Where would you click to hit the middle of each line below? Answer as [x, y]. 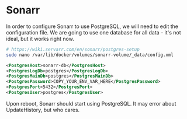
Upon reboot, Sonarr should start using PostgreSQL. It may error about [91, 103]
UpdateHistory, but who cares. [43, 110]
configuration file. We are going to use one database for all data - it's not [93, 32]
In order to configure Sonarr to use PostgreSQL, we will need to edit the [92, 26]
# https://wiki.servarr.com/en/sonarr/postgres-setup [73, 49]
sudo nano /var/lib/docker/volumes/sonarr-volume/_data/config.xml [90, 55]
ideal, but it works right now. [40, 38]
